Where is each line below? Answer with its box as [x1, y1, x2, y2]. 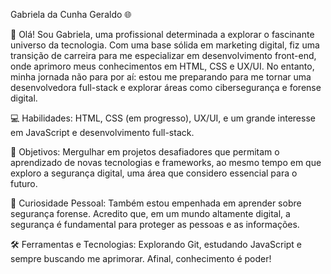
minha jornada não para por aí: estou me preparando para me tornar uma [10, 71, 312, 83]
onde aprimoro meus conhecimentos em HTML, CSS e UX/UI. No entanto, [10, 60, 315, 72]
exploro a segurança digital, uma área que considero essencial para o [10, 167, 298, 179]
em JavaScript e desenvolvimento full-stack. [10, 127, 195, 138]
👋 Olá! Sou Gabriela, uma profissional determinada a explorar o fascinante [10, 29, 315, 40]
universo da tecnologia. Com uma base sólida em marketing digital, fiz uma [10, 39, 320, 51]
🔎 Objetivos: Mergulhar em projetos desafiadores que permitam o [10, 146, 280, 158]
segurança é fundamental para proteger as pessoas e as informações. [10, 219, 300, 230]
